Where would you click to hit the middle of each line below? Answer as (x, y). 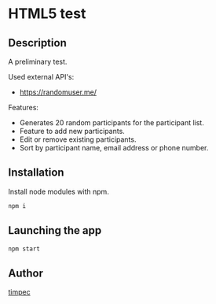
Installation (36, 173)
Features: (24, 108)
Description (37, 43)
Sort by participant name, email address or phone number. (114, 148)
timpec (19, 292)
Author (26, 273)
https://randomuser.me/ (58, 92)
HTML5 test (47, 14)
